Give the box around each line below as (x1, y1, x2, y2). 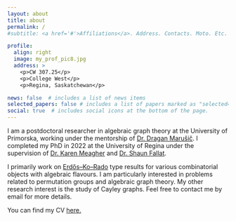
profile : (7, 43, 33, 50)
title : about (7, 17, 46, 24)
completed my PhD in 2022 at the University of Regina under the (7, 142, 195, 149)
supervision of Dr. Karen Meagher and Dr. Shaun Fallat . (7, 149, 167, 157)
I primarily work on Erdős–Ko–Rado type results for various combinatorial (7, 163, 218, 170)
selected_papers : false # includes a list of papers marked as (7, 101, 197, 108)
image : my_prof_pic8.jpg (13, 55, 86, 63)
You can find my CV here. (7, 206, 81, 214)
